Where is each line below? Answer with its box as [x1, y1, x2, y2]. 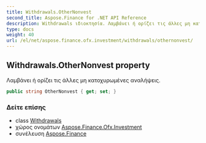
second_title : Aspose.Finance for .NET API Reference [6, 15, 147, 21]
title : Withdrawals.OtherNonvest [6, 9, 92, 15]
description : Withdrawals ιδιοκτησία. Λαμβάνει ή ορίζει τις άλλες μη [6, 20, 191, 26]
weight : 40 [6, 32, 34, 38]
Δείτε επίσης [6, 102, 46, 111]
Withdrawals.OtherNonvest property [6, 60, 150, 71]
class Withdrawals [15, 117, 62, 124]
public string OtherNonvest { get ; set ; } [6, 88, 116, 95]
